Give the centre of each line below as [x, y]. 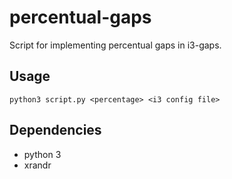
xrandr [37, 165]
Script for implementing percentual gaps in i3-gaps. [115, 45]
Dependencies [55, 130]
